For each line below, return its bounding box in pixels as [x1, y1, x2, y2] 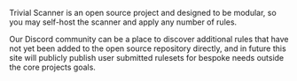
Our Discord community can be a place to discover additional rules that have [9, 34, 289, 44]
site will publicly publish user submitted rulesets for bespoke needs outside [9, 53, 285, 63]
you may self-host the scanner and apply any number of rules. [9, 17, 238, 27]
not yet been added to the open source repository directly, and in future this [9, 43, 286, 54]
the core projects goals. [9, 62, 96, 72]
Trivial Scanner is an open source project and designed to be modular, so [9, 8, 277, 18]
